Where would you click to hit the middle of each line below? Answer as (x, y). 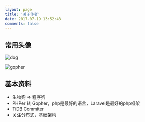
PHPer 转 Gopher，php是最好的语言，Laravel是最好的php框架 (76, 103)
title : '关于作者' (23, 14)
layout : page (19, 10)
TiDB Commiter (28, 109)
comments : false (22, 24)
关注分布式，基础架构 (34, 115)
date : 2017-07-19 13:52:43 (33, 19)
